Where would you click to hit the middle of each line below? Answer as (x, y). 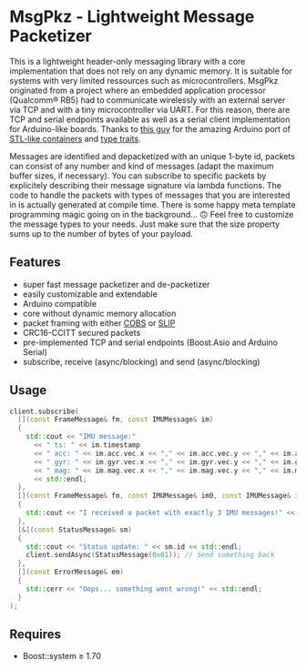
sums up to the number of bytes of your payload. (102, 233)
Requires (36, 634)
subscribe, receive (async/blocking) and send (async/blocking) (142, 361)
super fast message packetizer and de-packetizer (116, 284)
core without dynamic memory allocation (99, 313)
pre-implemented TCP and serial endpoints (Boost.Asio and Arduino (150, 342)
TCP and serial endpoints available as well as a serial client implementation (150, 119)
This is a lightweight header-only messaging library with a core (127, 61)
